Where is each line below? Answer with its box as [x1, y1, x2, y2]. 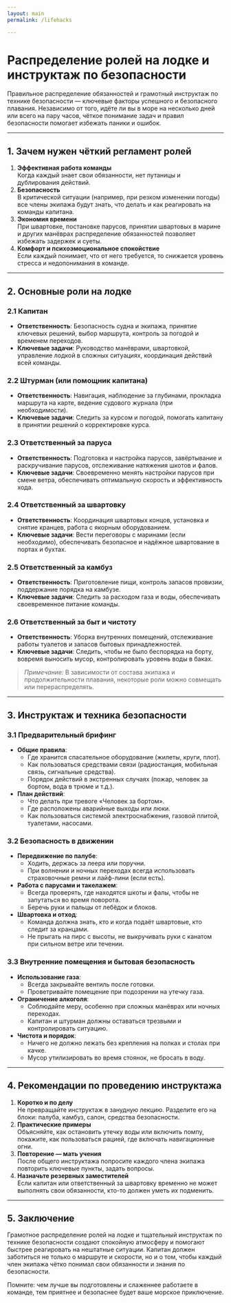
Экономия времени [16, 215, 77, 223]
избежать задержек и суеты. [16, 237, 102, 246]
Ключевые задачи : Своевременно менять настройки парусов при [16, 468, 214, 477]
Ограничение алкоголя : [16, 995, 89, 1003]
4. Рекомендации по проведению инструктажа [7, 1080, 222, 1092]
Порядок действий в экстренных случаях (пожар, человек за [27, 775, 208, 784]
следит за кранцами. [27, 925, 89, 933]
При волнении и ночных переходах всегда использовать [27, 866, 195, 875]
